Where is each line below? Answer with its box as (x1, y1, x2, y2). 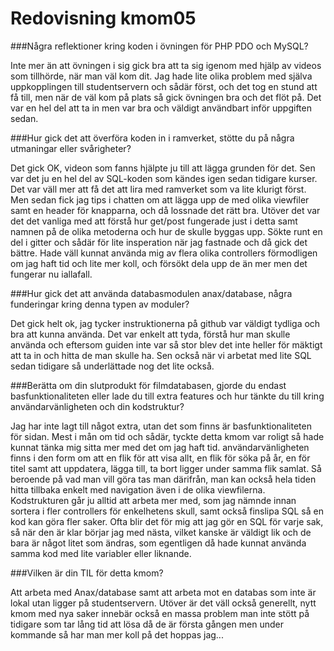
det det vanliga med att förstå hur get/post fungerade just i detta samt (10, 215, 298, 227)
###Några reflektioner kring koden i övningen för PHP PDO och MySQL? (10, 40, 309, 52)
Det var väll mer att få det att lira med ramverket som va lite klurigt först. (10, 183, 307, 195)
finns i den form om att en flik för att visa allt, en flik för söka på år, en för (10, 452, 311, 464)
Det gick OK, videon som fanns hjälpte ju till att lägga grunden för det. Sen (10, 162, 316, 174)
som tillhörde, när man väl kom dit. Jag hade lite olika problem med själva (10, 70, 313, 82)
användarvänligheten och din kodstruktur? (10, 400, 185, 412)
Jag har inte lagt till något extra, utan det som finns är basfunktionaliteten (10, 420, 312, 432)
